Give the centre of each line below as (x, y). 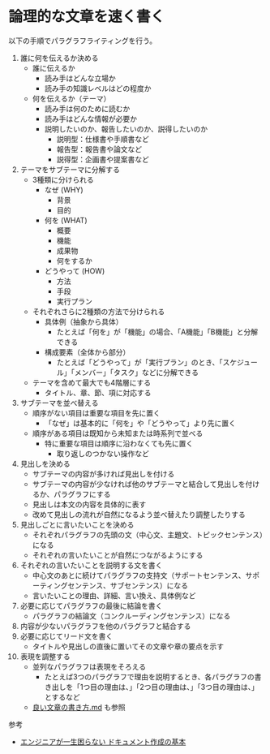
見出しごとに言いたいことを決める (77, 524)
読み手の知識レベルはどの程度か (98, 88)
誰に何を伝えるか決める (59, 58)
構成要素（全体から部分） (87, 352)
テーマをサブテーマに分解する (70, 169)
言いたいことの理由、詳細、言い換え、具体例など (114, 595)
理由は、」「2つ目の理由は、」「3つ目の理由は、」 (182, 687)
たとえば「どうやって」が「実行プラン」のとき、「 (139, 362)
